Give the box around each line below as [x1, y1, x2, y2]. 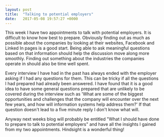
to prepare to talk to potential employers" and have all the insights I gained [5, 121, 156, 127]
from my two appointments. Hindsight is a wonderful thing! [5, 127, 125, 133]
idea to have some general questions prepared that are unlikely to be [5, 86, 145, 92]
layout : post [5, 7, 32, 12]
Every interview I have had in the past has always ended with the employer [5, 70, 157, 76]
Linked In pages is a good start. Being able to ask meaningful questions [5, 45, 150, 51]
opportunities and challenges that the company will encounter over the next [5, 96, 159, 102]
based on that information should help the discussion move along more [5, 50, 149, 56]
